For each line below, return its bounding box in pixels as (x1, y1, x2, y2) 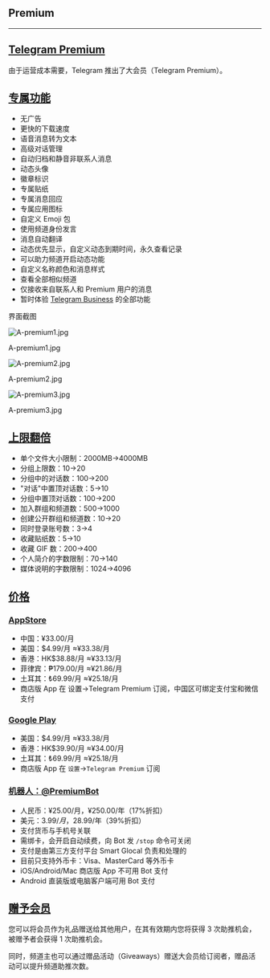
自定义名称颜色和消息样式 (19, 264, 105, 274)
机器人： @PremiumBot (8, 786, 99, 797)
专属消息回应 (19, 194, 63, 204)
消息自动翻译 (19, 234, 63, 244)
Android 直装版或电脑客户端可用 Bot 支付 (19, 875, 155, 886)
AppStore (8, 614, 47, 626)
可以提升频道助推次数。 (14, 961, 93, 971)
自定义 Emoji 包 (19, 214, 71, 224)
